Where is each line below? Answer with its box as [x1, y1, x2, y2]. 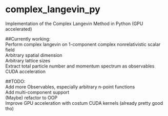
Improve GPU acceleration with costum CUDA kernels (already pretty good [5, 100, 163, 106]
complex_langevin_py [5, 4, 101, 15]
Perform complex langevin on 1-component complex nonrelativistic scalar [5, 41, 161, 47]
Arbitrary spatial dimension [5, 52, 62, 58]
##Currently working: [5, 36, 51, 42]
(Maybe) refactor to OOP [5, 95, 58, 101]
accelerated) [5, 26, 32, 32]
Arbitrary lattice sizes [5, 57, 50, 63]
